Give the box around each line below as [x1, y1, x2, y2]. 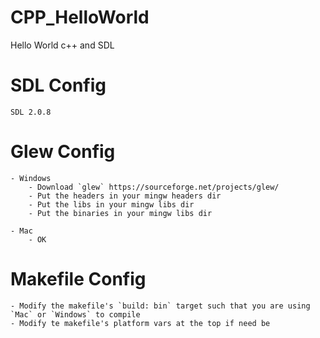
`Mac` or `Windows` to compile [10, 309, 141, 320]
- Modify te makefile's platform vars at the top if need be [10, 318, 271, 328]
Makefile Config [10, 268, 147, 290]
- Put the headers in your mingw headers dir [28, 191, 222, 201]
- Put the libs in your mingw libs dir [28, 199, 195, 210]
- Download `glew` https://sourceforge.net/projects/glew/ [28, 182, 280, 192]
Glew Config [10, 141, 116, 163]
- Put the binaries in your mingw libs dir [28, 208, 213, 218]
